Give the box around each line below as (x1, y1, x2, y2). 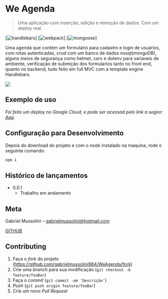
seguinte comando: (5, 147, 45, 154)
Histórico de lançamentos (5, 171, 88, 180)
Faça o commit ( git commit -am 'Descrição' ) (12, 277, 107, 283)
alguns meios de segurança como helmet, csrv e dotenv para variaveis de (5, 55, 159, 61)
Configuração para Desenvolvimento (5, 129, 124, 138)
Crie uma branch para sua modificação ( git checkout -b (12, 266, 131, 272)
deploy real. (17, 25, 43, 31)
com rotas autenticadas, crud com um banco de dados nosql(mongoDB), (5, 50, 157, 56)
